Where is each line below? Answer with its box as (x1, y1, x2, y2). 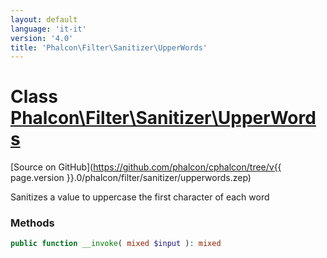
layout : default (10, 14, 78, 25)
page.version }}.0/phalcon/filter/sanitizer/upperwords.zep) (10, 172, 252, 184)
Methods (10, 216, 55, 230)
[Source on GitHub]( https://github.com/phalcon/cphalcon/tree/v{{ (10, 161, 282, 173)
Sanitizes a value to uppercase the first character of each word (10, 191, 270, 203)
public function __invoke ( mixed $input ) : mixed (10, 239, 222, 249)
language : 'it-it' (10, 24, 87, 34)
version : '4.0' (10, 33, 74, 43)
